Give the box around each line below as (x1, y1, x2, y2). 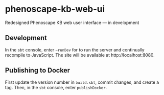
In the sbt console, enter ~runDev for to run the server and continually (5, 47, 144, 52)
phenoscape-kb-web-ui (5, 3, 105, 15)
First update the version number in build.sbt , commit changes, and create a (5, 79, 159, 85)
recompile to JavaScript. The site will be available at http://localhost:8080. (5, 52, 155, 58)
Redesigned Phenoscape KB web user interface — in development (5, 20, 140, 25)
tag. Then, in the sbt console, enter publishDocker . (5, 84, 107, 90)
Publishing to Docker (5, 66, 70, 74)
